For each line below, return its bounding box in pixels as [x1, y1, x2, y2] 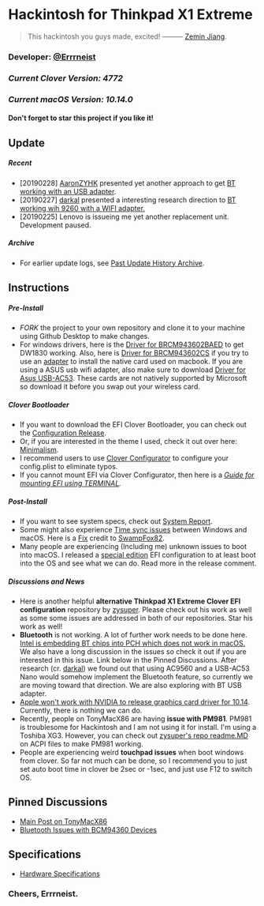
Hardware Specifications [19, 869, 100, 878]
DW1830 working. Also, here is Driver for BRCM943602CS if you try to [19, 348, 249, 357]
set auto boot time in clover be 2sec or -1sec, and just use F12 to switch [19, 764, 253, 773]
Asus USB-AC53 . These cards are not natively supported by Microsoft [19, 373, 247, 382]
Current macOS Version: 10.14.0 [8, 93, 134, 104]
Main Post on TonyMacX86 [19, 816, 108, 826]
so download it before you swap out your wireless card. [19, 382, 201, 391]
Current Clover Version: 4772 [8, 73, 124, 84]
